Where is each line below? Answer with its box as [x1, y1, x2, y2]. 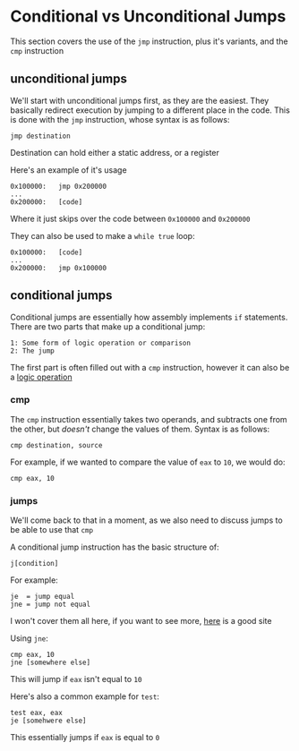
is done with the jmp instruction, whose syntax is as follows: [10, 114, 230, 124]
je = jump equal [10, 593, 75, 602]
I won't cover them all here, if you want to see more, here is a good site [10, 616, 272, 627]
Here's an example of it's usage [10, 164, 128, 175]
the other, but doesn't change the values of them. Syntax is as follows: [10, 423, 270, 434]
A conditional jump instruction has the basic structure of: [10, 542, 220, 552]
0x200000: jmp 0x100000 [10, 263, 107, 272]
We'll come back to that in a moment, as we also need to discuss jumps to [10, 515, 283, 525]
